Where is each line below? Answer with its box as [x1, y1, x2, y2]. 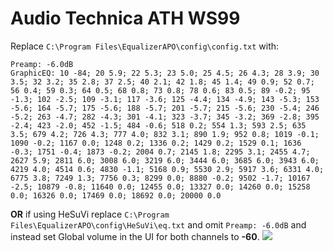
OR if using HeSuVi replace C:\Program [10, 208, 170, 220]
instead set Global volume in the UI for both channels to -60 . [10, 230, 260, 242]
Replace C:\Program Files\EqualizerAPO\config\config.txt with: [10, 40, 280, 52]
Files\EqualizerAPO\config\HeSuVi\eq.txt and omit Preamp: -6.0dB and [10, 218, 307, 231]
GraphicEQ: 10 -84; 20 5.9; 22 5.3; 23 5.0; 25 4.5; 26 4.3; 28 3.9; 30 [10, 68, 320, 78]
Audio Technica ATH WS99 [10, 7, 241, 30]
